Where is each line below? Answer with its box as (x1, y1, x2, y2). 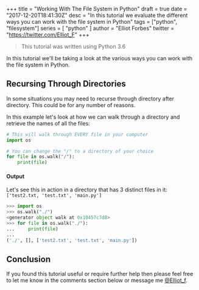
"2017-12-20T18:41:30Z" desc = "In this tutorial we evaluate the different (6, 12, 188, 19)
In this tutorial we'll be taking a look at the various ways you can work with (6, 55, 193, 62)
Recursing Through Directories (6, 79, 126, 89)
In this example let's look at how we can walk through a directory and (6, 113, 180, 121)
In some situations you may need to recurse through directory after (6, 94, 175, 102)
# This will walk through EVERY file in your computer (6, 131, 148, 138)
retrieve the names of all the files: (6, 119, 90, 127)
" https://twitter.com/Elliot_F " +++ (6, 31, 89, 38)
